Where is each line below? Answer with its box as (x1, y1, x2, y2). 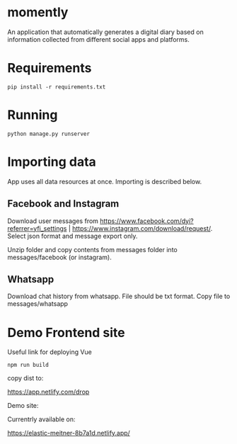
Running (7, 107, 58, 123)
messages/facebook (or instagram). (7, 253, 112, 261)
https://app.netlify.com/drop (7, 387, 90, 397)
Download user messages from (7, 217, 99, 225)
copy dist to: (7, 374, 44, 382)
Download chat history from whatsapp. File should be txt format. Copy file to (7, 292, 231, 301)
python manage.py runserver (7, 130, 91, 137)
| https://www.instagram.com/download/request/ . (68, 224, 213, 232)
